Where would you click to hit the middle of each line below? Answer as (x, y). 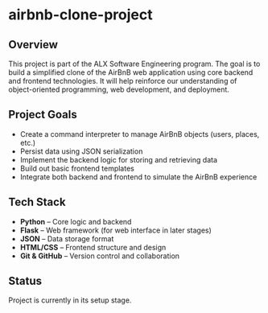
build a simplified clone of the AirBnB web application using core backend (131, 72)
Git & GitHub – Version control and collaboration (99, 256)
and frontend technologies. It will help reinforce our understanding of (123, 81)
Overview (33, 45)
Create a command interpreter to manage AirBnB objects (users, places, (140, 134)
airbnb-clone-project (80, 15)
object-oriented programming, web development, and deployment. (119, 89)
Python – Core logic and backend (76, 221)
